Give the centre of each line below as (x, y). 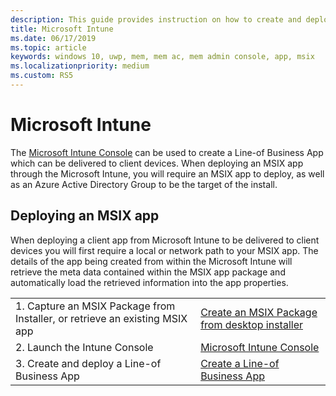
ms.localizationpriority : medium (80, 66)
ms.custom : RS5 (42, 76)
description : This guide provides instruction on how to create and (156, 19)
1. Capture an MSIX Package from (95, 306)
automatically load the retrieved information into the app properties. (149, 282)
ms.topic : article (48, 47)
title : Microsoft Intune (62, 29)
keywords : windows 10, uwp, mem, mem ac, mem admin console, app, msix (162, 57)
